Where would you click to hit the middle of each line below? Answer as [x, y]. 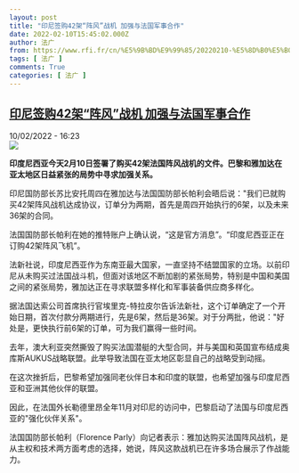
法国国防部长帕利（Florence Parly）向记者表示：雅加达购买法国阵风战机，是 [149, 436]
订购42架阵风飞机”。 [47, 245]
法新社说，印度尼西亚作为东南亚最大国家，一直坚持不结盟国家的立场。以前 [145, 265]
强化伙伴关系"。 [57, 418]
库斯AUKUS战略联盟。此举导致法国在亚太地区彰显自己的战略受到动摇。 [140, 358]
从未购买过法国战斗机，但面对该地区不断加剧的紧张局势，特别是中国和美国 [153, 275]
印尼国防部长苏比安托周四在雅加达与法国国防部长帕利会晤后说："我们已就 [144, 193]
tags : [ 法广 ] [36, 59]
